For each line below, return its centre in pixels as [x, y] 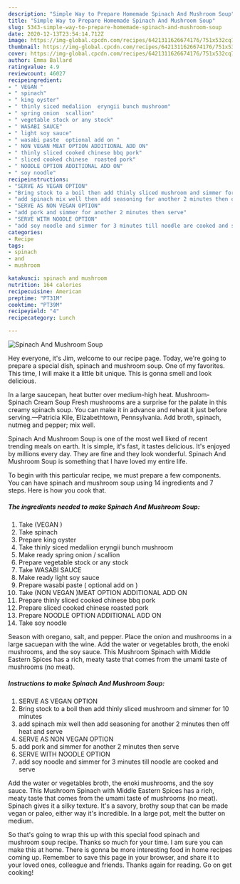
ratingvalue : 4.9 [34, 67]
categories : [26, 232]
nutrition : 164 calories [45, 285]
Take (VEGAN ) [40, 525]
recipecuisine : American [45, 291]
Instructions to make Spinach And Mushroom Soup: [87, 683]
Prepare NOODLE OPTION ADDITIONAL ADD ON [90, 615]
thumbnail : [24, 47]
